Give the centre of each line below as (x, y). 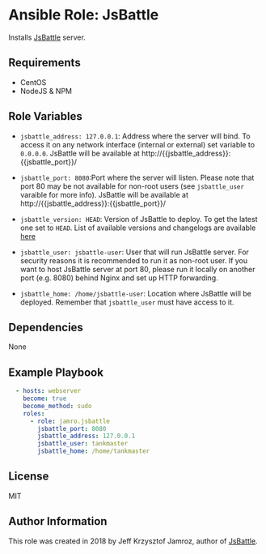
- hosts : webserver (49, 391)
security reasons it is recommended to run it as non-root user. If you (134, 260)
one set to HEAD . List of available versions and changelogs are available (138, 228)
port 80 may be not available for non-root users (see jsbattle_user (132, 186)
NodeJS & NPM (46, 91)
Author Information (58, 521)
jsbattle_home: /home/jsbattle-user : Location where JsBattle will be (136, 293)
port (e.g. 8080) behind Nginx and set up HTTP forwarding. (119, 278)
